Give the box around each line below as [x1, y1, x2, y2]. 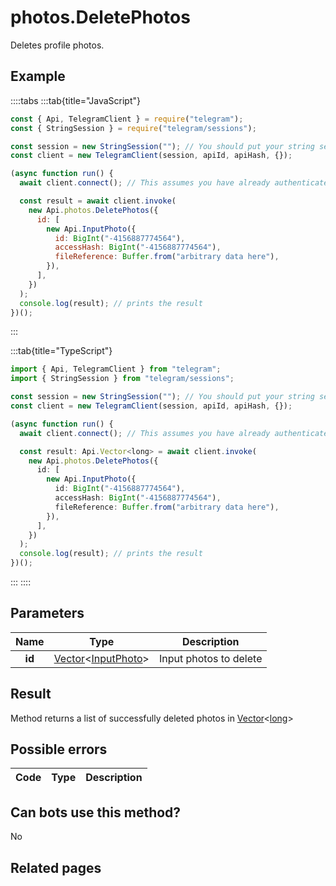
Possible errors [10, 741, 108, 758]
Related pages [10, 859, 102, 876]
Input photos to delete [158, 651, 263, 665]
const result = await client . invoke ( [19, 196, 177, 206]
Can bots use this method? [10, 804, 182, 821]
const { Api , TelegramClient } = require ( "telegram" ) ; [10, 114, 244, 124]
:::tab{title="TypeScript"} [10, 345, 113, 357]
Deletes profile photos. [10, 39, 105, 51]
